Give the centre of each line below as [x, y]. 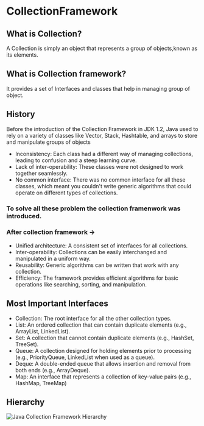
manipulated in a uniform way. [53, 258]
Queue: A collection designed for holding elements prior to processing [103, 350]
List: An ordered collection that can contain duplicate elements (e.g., [101, 325]
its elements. [22, 55]
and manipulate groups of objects [49, 142]
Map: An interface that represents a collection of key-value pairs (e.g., [103, 377]
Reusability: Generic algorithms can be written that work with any [97, 265]
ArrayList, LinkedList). [43, 331]
